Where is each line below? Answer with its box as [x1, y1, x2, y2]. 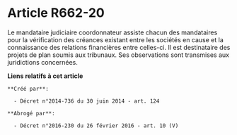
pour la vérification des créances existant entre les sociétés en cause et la [7, 35, 224, 44]
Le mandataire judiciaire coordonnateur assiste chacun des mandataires [7, 28, 218, 37]
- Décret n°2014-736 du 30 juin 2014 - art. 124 [13, 97, 160, 105]
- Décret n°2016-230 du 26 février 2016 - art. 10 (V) [13, 122, 179, 129]
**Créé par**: [7, 85, 50, 92]
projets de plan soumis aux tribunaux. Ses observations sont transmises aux [7, 51, 230, 59]
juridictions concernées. [7, 58, 78, 66]
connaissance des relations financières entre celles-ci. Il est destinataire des [7, 43, 231, 51]
